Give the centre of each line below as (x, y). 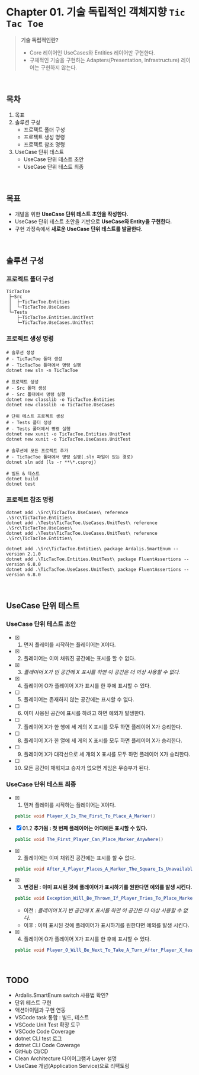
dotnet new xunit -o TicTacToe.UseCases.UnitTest (69, 439)
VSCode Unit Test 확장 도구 (47, 1025)
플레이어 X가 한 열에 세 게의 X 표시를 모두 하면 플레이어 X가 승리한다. (103, 740)
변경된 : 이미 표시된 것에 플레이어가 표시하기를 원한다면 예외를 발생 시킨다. (108, 887)
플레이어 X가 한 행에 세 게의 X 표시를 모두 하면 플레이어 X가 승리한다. (103, 727)
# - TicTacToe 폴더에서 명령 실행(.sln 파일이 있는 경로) (70, 457)
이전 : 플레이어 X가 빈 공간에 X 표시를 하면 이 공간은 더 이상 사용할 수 (102, 910)
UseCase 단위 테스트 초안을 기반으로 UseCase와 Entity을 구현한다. (93, 221)
